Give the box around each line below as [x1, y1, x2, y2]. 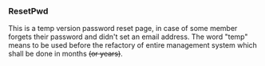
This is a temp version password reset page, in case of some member [8, 24, 238, 33]
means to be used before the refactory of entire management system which [8, 41, 258, 50]
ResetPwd [8, 6, 49, 17]
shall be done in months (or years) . [8, 49, 124, 59]
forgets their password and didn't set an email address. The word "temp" [8, 32, 248, 41]
